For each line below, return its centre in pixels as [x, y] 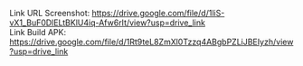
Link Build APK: [38, 32]
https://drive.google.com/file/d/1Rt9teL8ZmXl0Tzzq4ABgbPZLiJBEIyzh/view [151, 42]
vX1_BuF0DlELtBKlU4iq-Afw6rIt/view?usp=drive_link [108, 23]
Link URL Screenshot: [50, 13]
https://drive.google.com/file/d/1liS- [158, 13]
